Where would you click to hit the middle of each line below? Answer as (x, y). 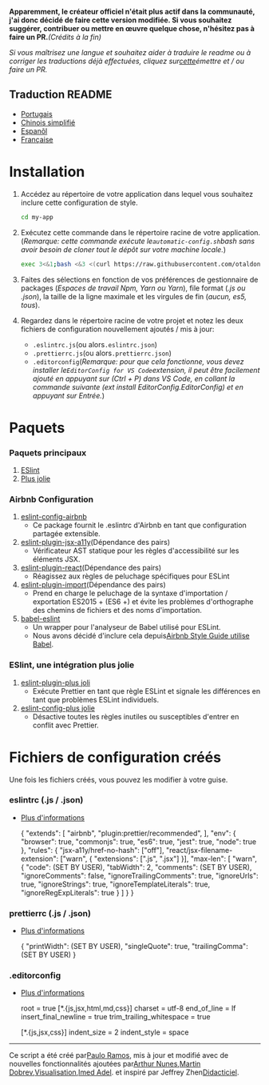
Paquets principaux (48, 453)
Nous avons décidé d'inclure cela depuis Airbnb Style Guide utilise (141, 636)
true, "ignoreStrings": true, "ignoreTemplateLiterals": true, (115, 884)
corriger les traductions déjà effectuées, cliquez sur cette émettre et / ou (127, 61)
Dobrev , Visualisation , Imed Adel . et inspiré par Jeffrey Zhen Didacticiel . (124, 1072)
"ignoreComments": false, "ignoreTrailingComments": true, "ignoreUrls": (139, 875)
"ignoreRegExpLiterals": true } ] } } (77, 892)
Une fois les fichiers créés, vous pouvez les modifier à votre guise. (119, 779)
